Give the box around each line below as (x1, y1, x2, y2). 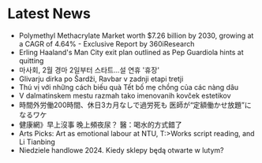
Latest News (7, 5, 92, 23)
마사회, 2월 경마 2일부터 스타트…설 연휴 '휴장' (18, 65, 159, 75)
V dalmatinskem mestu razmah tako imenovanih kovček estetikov (18, 91, 231, 100)
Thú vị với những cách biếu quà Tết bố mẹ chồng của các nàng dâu (18, 82, 239, 91)
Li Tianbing (18, 137, 56, 146)
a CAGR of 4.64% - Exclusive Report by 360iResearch (18, 39, 195, 48)
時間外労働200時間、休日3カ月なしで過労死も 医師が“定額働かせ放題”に (18, 100, 252, 109)
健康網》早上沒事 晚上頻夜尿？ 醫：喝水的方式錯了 (18, 120, 182, 129)
